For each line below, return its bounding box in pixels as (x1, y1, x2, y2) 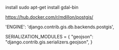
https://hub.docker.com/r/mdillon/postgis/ (5, 14, 93, 20)
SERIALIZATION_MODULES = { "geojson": (5, 34, 93, 39)
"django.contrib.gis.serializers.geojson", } (5, 39, 93, 45)
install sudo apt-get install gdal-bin (5, 5, 79, 10)
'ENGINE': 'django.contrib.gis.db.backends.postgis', (5, 24, 114, 30)
